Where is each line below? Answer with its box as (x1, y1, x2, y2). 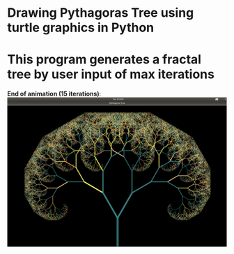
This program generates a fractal (7, 52, 202, 68)
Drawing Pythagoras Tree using (7, 5, 194, 21)
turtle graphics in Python (7, 20, 155, 36)
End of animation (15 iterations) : (7, 89, 102, 98)
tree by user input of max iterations (7, 66, 214, 82)
